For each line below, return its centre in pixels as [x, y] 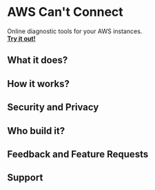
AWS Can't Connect [65, 12]
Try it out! [21, 38]
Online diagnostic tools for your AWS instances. [75, 31]
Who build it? [36, 131]
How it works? [39, 84]
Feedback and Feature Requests [78, 154]
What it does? [38, 60]
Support [25, 178]
